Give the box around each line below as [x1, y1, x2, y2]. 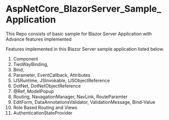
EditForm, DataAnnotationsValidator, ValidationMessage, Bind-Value [13, 99, 156, 105]
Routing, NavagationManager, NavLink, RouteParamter [13, 94, 128, 100]
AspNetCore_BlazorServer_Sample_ [6, 3, 162, 15]
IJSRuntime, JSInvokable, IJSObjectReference [13, 77, 110, 83]
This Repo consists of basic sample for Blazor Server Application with [6, 31, 152, 37]
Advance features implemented [6, 36, 72, 42]
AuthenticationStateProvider [13, 110, 73, 116]
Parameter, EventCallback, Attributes [13, 72, 91, 78]
